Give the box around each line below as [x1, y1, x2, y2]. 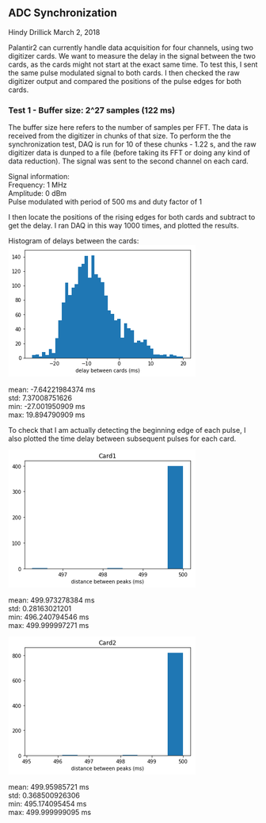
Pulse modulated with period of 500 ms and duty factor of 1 [8, 197, 203, 207]
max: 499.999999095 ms [8, 808, 92, 817]
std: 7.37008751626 [8, 393, 73, 403]
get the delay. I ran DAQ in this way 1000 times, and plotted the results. [8, 221, 239, 231]
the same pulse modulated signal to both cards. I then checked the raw [8, 67, 240, 78]
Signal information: [8, 172, 70, 182]
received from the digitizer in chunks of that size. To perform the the [8, 131, 231, 141]
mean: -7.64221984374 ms [8, 385, 96, 395]
